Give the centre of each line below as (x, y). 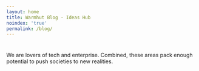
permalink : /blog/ (29, 29)
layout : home (23, 12)
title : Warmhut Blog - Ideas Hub (49, 17)
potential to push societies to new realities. (60, 61)
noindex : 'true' (27, 23)
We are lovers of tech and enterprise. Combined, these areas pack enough (99, 55)
